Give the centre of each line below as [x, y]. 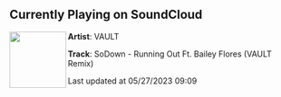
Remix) [81, 63]
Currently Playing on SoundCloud [106, 15]
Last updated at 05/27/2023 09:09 [132, 81]
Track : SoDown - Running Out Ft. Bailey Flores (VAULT [170, 54]
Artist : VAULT [93, 36]
